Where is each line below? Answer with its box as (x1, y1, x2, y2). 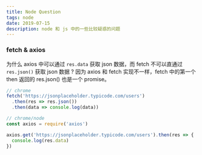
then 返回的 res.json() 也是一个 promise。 (6, 75, 110, 82)
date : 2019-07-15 (6, 20, 50, 26)
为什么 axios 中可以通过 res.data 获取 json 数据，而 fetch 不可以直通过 (6, 60, 183, 67)
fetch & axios (6, 46, 45, 54)
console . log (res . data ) (12, 137, 69, 143)
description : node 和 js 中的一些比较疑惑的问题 (6, 25, 121, 32)
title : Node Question (6, 8, 61, 15)
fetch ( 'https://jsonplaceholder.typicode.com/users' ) (6, 93, 146, 99)
